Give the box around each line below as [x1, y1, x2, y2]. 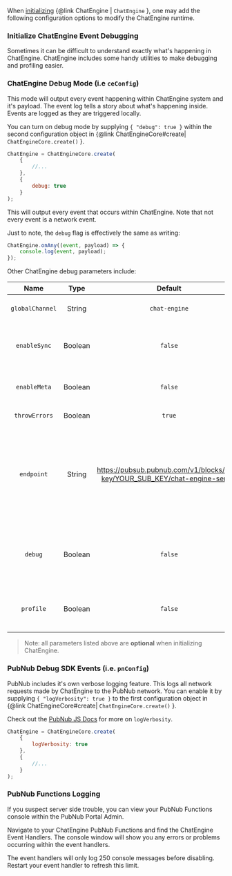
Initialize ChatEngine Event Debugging [7, 31, 139, 41]
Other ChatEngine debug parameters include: [7, 267, 137, 275]
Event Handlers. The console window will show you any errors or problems [7, 833, 220, 841]
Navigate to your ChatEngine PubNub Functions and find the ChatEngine [7, 826, 214, 834]
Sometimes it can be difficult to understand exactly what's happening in [7, 47, 212, 55]
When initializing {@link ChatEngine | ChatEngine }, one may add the [7, 7, 200, 14]
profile [21, 605, 46, 613]
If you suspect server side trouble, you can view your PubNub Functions [7, 805, 213, 813]
